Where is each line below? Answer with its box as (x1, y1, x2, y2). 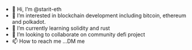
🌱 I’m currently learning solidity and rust (11, 24, 110, 32)
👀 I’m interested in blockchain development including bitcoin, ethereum (11, 12, 187, 19)
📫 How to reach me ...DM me (11, 37, 85, 45)
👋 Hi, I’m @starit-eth (11, 6, 61, 12)
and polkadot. (11, 18, 46, 25)
